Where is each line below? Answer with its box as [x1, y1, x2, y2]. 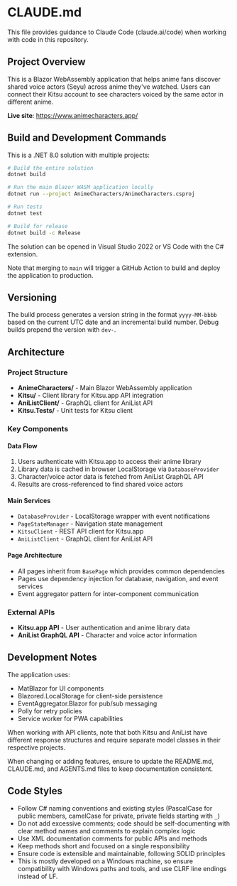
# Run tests [7, 203, 43, 210]
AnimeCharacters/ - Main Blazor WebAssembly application [17, 384, 192, 392]
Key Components [7, 423, 69, 433]
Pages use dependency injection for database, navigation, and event [17, 574, 219, 583]
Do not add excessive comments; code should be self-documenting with [17, 819, 231, 828]
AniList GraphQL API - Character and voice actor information [17, 630, 197, 639]
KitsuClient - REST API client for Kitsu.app [17, 527, 144, 536]
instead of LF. [17, 872, 58, 880]
